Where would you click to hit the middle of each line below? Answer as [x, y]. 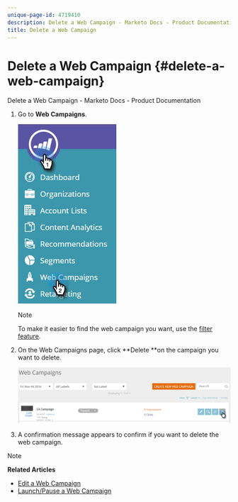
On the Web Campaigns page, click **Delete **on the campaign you [118, 350]
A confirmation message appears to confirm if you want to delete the [118, 434]
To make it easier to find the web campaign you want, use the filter [115, 329]
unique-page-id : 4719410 [44, 15]
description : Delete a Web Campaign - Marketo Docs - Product [101, 22]
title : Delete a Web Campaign [52, 30]
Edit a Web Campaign [49, 483]
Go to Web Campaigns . [52, 114]
